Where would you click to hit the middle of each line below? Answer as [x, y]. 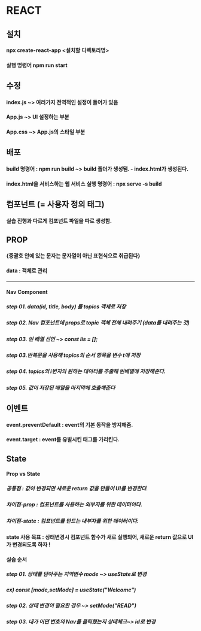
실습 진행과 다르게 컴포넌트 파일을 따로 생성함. [59, 221]
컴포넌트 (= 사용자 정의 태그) [55, 204]
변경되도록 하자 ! [31, 545]
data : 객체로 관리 [27, 271]
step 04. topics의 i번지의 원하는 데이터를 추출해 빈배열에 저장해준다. [86, 371]
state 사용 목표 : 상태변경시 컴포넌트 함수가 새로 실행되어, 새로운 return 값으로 [97, 537]
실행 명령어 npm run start [37, 65]
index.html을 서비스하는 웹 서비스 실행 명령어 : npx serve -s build [84, 184]
